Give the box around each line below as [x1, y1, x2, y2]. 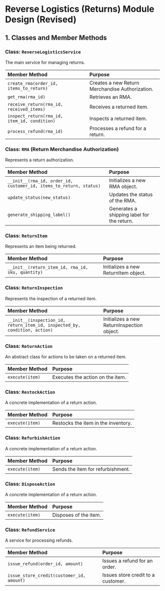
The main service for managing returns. [5, 59, 85, 65]
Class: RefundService [5, 526, 55, 533]
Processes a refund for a [89, 124, 146, 131]
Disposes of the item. [52, 511, 102, 518]
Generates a [109, 205, 137, 212]
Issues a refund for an [102, 558, 153, 564]
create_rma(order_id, [7, 80, 58, 86]
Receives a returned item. [89, 103, 149, 110]
